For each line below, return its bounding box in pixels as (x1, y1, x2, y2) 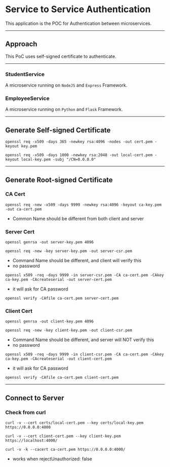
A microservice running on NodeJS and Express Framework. (5, 82, 127, 88)
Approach (5, 40, 37, 49)
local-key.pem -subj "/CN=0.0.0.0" (21, 157, 96, 162)
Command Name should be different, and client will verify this (12, 258, 142, 264)
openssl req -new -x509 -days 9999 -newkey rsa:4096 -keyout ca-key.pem (5, 202, 162, 207)
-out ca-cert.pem (5, 206, 42, 211)
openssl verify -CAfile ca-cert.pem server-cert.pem (5, 296, 119, 301)
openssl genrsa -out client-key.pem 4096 (5, 319, 94, 324)
